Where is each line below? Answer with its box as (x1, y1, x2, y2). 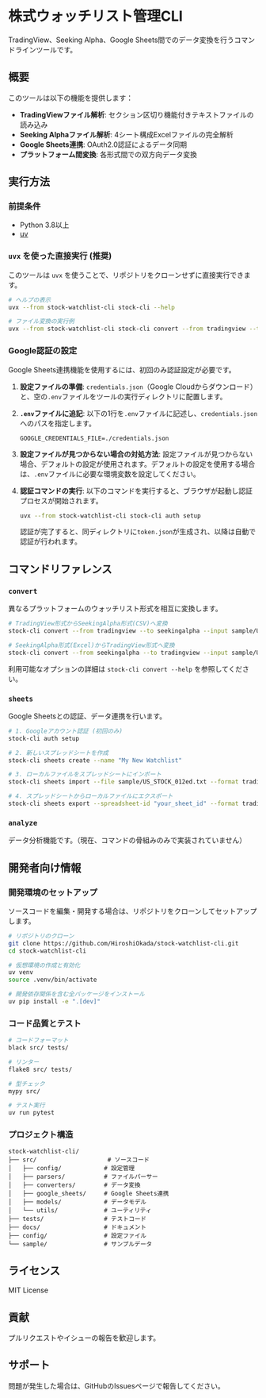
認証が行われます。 (19, 537, 82, 546)
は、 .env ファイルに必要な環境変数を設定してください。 (19, 469, 200, 479)
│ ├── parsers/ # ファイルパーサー (8, 1173, 158, 1181)
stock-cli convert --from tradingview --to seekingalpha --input (8, 626, 228, 635)
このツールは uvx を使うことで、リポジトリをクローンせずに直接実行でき (8, 270, 244, 279)
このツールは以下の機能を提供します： (8, 93, 133, 102)
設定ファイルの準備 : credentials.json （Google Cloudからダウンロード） (19, 382, 257, 391)
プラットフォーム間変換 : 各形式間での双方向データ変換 (19, 149, 198, 159)
